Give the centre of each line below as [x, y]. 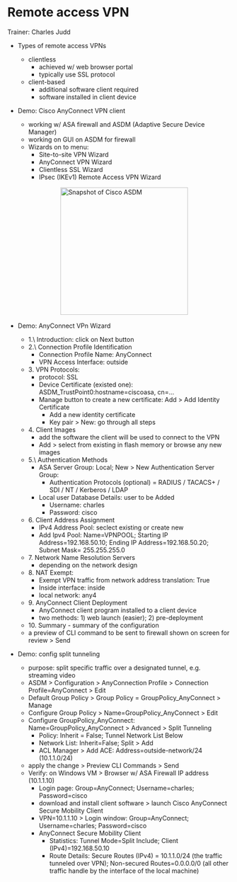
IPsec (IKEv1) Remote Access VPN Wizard [100, 177]
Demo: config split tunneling [59, 654]
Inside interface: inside [72, 588]
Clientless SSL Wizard [71, 169]
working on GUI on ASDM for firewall [82, 139]
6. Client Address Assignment [71, 520]
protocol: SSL [58, 377]
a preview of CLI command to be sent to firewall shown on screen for [129, 632]
